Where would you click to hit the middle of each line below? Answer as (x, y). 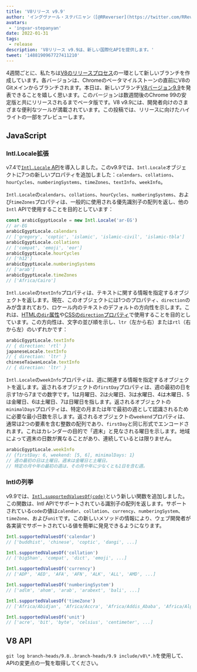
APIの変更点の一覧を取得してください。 (54, 663)
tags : (13, 39)
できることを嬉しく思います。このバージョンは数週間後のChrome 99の (96, 95)
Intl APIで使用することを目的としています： (60, 209)
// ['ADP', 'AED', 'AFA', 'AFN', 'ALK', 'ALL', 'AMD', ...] (81, 574)
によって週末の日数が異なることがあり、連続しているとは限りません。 (90, 439)
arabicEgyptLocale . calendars (42, 232)
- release (21, 45)
